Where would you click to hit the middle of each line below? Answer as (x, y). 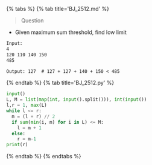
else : (19, 133)
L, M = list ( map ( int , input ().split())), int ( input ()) (77, 99)
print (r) (17, 145)
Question (32, 20)
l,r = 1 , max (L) (27, 106)
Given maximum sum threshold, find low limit (71, 32)
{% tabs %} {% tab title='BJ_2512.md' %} (58, 9)
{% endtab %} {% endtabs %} (44, 157)
